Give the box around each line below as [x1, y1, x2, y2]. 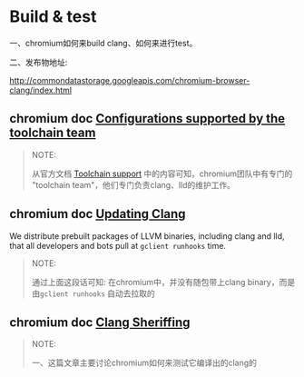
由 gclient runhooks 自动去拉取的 [31, 288, 156, 299]
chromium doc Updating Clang [9, 206, 186, 222]
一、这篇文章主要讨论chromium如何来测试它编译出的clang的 [31, 357, 257, 369]
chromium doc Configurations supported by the [9, 111, 286, 126]
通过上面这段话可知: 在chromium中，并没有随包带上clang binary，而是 [31, 276, 296, 287]
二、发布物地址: [9, 56, 68, 67]
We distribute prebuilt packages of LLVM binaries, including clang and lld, [9, 230, 285, 242]
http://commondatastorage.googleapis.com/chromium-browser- [9, 74, 250, 85]
